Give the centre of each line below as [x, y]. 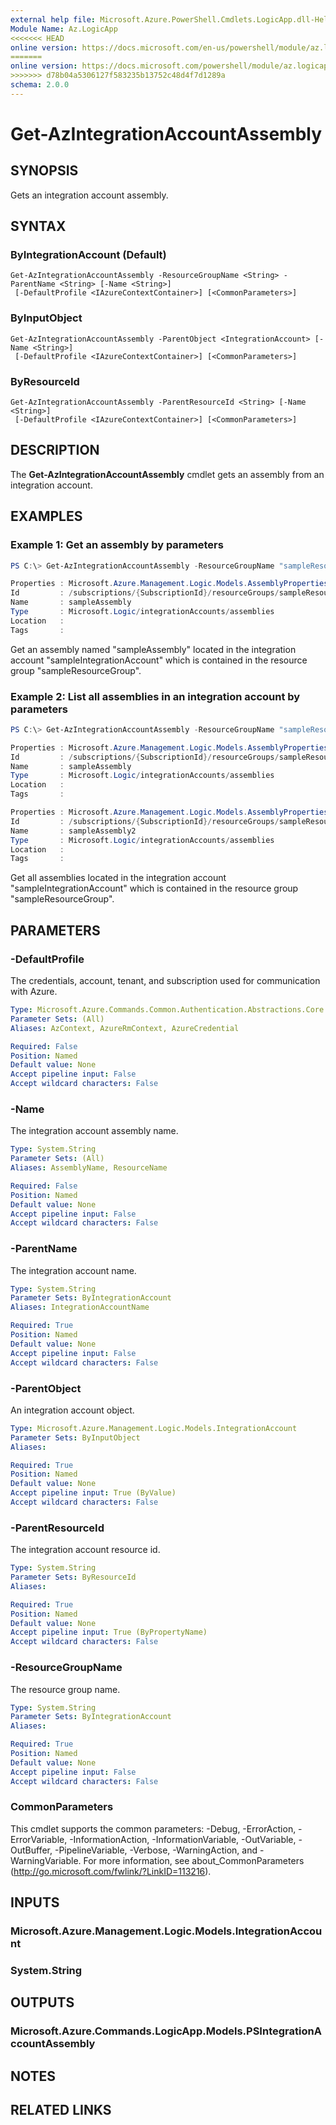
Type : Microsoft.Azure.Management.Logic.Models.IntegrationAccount [154, 1428]
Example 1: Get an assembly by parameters [117, 545]
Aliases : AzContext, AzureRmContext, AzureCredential [125, 1028]
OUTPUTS [42, 2002]
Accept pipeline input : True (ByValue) [93, 1493]
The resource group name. [65, 1689]
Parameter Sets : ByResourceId [73, 1577]
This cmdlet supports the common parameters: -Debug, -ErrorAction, [153, 1828]
